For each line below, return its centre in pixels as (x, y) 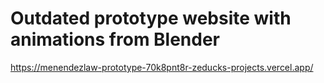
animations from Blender (115, 39)
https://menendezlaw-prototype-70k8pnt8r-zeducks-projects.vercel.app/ (162, 67)
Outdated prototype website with (151, 18)
